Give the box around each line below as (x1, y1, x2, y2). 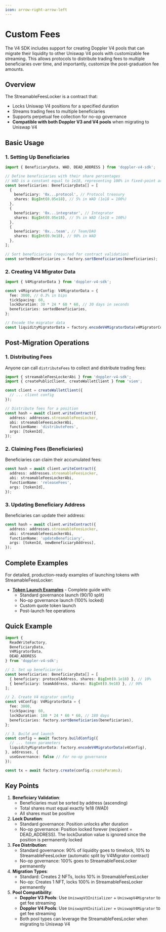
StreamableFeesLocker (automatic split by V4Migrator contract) (19, 853, 150, 859)
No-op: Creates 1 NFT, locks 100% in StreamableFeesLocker (19, 879, 143, 885)
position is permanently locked (19, 837, 83, 843)
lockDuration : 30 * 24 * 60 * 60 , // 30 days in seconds (9, 302, 129, 307)
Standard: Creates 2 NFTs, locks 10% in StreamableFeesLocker (19, 874, 149, 880)
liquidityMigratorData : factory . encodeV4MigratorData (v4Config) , (9, 745, 147, 750)
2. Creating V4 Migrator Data (5, 268, 76, 275)
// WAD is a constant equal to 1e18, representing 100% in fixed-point (5, 178, 156, 183)
